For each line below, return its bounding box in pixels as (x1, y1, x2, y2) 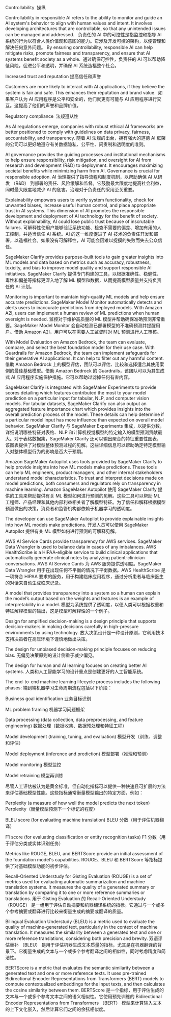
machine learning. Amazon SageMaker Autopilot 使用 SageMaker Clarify (5, 486, 157, 492)
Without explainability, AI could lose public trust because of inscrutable (5, 218, 154, 225)
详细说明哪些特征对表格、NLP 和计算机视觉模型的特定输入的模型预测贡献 (5, 429, 158, 435)
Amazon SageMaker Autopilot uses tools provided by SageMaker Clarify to (5, 459, 162, 464)
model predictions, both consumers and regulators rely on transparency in (5, 480, 161, 486)
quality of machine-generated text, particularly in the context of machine (5, 924, 158, 930)
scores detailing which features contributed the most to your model (5, 390, 147, 395)
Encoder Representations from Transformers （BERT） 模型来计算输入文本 (5, 1000, 162, 1006)
